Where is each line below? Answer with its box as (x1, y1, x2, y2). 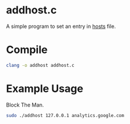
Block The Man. (6, 101, 44, 108)
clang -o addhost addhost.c (6, 62, 75, 68)
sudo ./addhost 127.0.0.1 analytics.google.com (6, 112, 125, 118)
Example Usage (6, 82, 84, 95)
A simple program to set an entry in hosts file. (6, 23, 116, 30)
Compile (6, 43, 48, 56)
